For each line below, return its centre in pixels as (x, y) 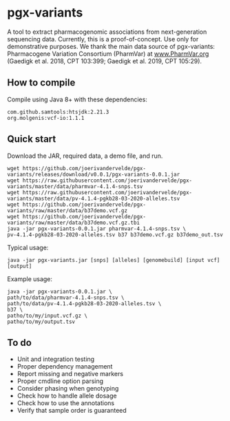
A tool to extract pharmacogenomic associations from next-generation (107, 32)
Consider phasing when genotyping (68, 389)
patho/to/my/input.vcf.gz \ (48, 316)
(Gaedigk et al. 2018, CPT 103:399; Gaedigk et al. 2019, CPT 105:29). (104, 61)
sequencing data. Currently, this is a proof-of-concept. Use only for (103, 39)
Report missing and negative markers (70, 374)
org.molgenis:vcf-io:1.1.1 (46, 118)
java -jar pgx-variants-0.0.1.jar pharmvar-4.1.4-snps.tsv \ (97, 229)
